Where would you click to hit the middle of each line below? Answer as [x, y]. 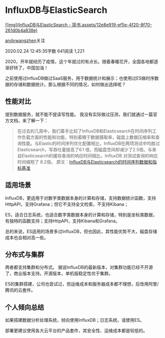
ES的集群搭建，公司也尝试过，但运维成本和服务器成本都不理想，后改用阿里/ [82, 284]
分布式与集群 [25, 254]
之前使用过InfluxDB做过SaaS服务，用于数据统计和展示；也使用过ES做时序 [80, 78]
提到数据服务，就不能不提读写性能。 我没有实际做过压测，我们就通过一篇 [79, 114]
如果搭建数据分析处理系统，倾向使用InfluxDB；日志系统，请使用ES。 [75, 320]
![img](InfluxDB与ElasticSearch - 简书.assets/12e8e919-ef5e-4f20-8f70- [79, 25]
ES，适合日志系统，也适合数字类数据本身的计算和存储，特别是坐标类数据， [81, 214]
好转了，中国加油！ [29, 68]
